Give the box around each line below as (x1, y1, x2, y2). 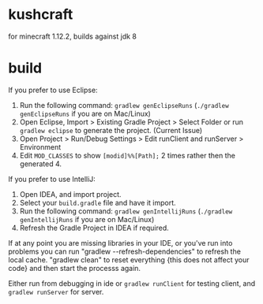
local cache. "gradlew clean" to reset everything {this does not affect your (8, 254, 250, 265)
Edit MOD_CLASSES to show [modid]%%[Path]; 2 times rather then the (19, 150, 235, 160)
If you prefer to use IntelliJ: (8, 174, 96, 184)
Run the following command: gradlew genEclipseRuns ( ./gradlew (19, 100, 229, 109)
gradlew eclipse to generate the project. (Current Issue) (19, 125, 203, 135)
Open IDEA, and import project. (19, 189, 122, 198)
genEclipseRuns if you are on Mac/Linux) (19, 109, 152, 118)
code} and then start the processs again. (8, 263, 141, 272)
